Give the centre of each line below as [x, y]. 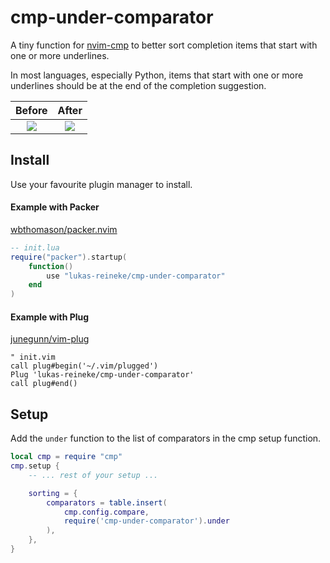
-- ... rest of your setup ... [93, 475]
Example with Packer [55, 207]
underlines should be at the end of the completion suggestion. [138, 85]
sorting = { [53, 493]
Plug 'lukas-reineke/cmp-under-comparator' [102, 375]
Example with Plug [50, 317]
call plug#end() [44, 384]
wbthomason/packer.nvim [64, 229]
